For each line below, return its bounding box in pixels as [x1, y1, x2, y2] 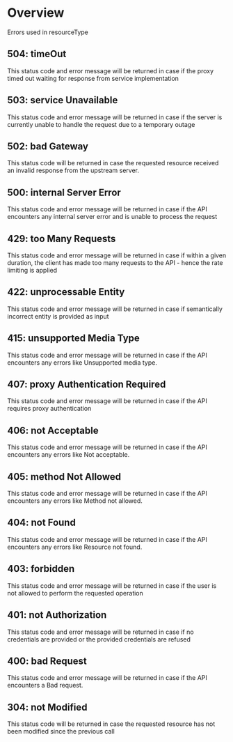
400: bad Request [7, 655, 87, 667]
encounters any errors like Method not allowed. [7, 497, 143, 505]
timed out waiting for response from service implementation [7, 74, 179, 82]
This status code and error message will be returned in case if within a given [7, 251, 227, 259]
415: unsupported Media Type [7, 333, 140, 344]
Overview [7, 5, 65, 21]
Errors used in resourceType [7, 28, 89, 36]
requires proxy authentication [7, 404, 92, 413]
